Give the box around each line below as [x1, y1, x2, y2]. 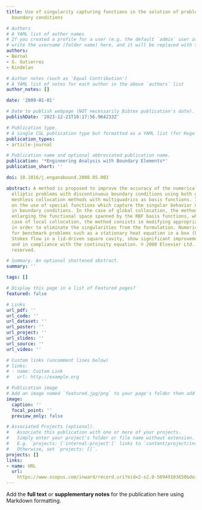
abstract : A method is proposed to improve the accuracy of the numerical [6, 185, 198, 191]
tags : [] [6, 275, 28, 281]
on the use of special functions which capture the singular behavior [11, 202, 192, 208]
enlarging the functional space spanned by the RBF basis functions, [11, 213, 189, 220]
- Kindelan [6, 64, 34, 70]
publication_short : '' [6, 164, 63, 170]
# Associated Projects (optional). [6, 424, 96, 430]
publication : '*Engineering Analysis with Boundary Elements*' [6, 158, 168, 164]
